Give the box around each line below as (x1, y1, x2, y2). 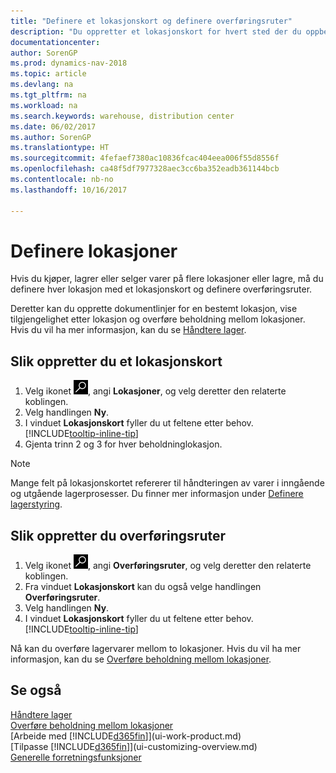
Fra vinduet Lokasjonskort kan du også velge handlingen (24, 581, 262, 593)
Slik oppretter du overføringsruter (10, 527, 227, 544)
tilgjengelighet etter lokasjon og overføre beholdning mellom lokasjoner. (10, 313, 306, 325)
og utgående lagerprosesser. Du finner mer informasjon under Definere (10, 488, 304, 500)
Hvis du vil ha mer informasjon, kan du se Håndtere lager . (10, 324, 247, 336)
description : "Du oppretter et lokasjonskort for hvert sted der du (10, 26, 302, 37)
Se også (10, 682, 62, 699)
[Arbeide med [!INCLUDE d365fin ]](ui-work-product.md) (10, 730, 242, 742)
